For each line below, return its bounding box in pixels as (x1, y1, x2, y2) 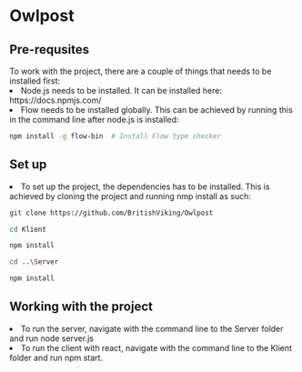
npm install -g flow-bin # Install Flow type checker (9, 132, 222, 141)
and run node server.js (9, 333, 94, 344)
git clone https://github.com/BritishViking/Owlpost (9, 208, 214, 217)
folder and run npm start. (9, 352, 103, 363)
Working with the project (9, 299, 153, 315)
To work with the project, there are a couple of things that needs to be (9, 65, 272, 76)
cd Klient (9, 225, 47, 234)
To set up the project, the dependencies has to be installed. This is (21, 181, 270, 192)
